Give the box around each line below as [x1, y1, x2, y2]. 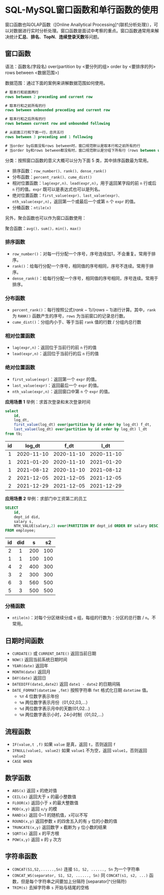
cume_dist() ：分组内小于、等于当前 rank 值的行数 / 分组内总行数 [12, 319, 142, 325]
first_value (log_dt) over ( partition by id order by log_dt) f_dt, [14, 422, 152, 427]
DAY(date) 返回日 [12, 675, 46, 681]
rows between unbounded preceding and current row [5, 108, 110, 113]
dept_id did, [14, 515, 41, 519]
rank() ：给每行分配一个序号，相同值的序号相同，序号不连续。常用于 [12, 263, 150, 269]
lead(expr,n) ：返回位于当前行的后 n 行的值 [12, 351, 99, 356]
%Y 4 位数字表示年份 [19, 693, 60, 699]
